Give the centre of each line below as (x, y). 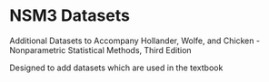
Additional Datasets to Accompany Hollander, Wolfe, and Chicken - (135, 41)
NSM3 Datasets (70, 16)
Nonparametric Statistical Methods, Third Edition (101, 50)
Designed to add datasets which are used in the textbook (116, 68)
